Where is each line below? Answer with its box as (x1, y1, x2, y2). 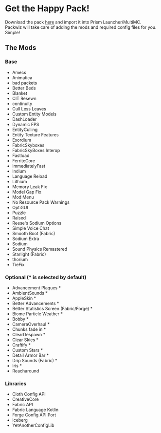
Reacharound (12, 368, 39, 374)
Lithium (12, 178, 27, 184)
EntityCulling (12, 127, 38, 132)
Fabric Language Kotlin (12, 407, 59, 413)
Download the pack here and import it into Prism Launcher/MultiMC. (5, 19, 142, 25)
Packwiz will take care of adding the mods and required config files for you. (5, 24, 157, 30)
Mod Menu (12, 194, 34, 200)
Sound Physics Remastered (12, 246, 68, 252)
